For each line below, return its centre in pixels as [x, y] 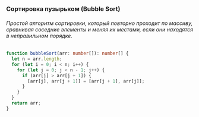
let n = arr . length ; [37, 59]
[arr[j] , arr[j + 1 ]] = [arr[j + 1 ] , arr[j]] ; [86, 81]
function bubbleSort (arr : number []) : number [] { [67, 53]
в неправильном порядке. [40, 36]
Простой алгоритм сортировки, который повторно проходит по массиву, [99, 23]
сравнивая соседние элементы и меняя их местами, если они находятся [100, 29]
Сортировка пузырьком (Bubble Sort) [63, 9]
